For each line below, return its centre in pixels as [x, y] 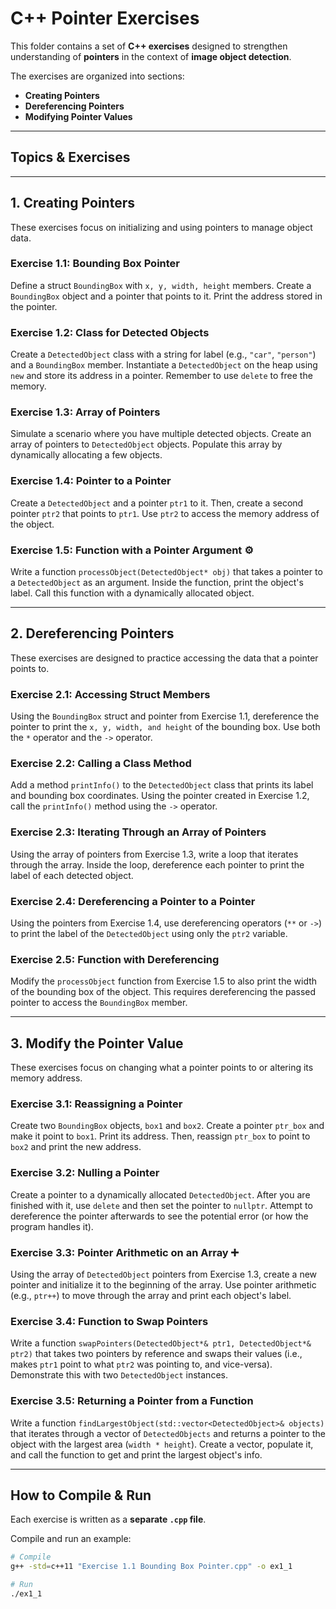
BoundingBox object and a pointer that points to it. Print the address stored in [166, 296]
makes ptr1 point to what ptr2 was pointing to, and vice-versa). [141, 1364]
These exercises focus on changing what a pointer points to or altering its [162, 1068]
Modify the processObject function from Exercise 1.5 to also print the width [164, 981]
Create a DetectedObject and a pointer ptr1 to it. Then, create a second [157, 503]
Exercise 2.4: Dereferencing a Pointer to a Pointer [133, 901]
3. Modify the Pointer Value [97, 1043]
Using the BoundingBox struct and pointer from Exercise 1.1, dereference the [165, 716]
